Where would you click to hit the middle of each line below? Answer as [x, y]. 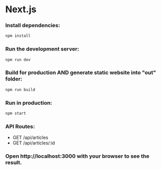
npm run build [20, 90]
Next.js [21, 9]
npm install [18, 36]
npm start [16, 113]
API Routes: [20, 126]
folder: [14, 79]
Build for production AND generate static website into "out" [81, 72]
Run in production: [29, 103]
